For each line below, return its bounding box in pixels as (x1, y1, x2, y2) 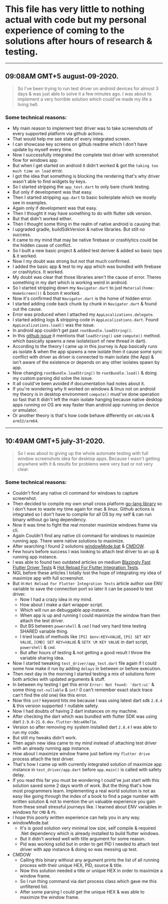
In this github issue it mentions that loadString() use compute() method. (12, 333, 161, 339)
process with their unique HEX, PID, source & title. (19, 862, 123, 868)
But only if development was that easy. (12, 189, 92, 195)
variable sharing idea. (19, 655, 65, 661)
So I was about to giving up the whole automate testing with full (17, 450, 148, 456)
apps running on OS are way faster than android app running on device (12, 402, 159, 408)
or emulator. (12, 407, 37, 413)
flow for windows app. (12, 157, 58, 163)
